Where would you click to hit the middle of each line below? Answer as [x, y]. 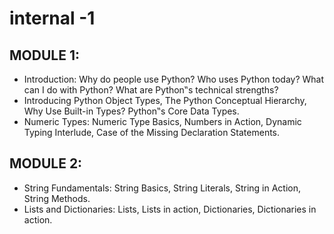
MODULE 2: [46, 163]
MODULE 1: [44, 55]
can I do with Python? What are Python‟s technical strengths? [151, 90]
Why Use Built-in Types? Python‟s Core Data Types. [131, 111]
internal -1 [52, 18]
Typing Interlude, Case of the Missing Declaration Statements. [152, 132]
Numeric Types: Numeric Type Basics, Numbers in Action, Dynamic [162, 121]
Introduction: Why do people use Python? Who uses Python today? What [174, 79]
